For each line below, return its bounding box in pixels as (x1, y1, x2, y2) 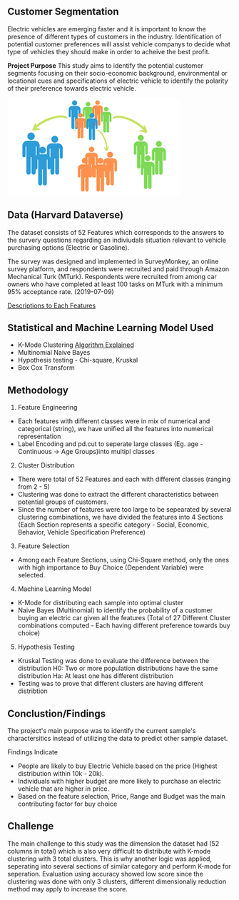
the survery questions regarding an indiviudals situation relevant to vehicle (7, 236, 227, 244)
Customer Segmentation (7, 6, 119, 18)
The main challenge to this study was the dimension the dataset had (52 (7, 839, 220, 848)
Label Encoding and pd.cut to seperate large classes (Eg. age (17, 440, 199, 448)
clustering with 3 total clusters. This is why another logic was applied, (7, 854, 213, 863)
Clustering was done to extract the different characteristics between (17, 490, 219, 499)
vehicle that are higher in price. (17, 784, 110, 793)
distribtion (17, 687, 48, 695)
